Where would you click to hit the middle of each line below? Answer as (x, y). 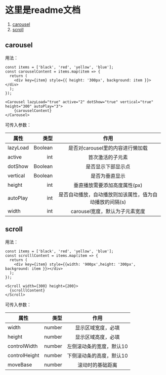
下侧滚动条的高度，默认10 (98, 356)
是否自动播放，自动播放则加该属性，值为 (105, 194)
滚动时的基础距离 (97, 365)
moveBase (20, 365)
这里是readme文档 (43, 10)
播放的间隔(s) (110, 202)
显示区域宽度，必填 (97, 327)
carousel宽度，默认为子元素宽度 (108, 211)
